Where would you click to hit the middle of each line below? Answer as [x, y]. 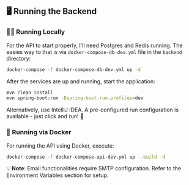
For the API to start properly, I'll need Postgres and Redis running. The [94, 45]
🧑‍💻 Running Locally [36, 32]
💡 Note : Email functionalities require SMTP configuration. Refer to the [94, 168]
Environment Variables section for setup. [57, 175]
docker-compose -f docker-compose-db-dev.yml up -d [73, 70]
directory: [19, 58]
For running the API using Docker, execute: [60, 145]
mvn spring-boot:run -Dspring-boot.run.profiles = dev [75, 98]
